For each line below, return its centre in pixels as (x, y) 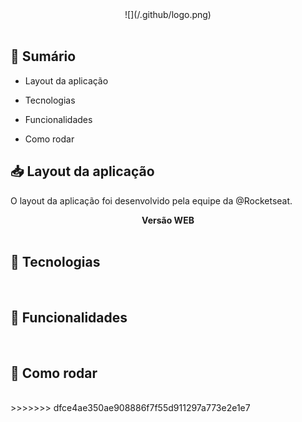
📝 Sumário (43, 56)
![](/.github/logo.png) (168, 14)
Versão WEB (168, 220)
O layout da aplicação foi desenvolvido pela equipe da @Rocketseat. (151, 200)
